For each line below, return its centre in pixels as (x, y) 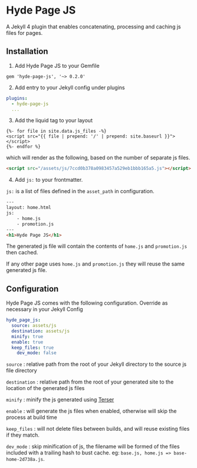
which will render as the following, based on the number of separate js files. (98, 158)
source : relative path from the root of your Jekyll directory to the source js (96, 364)
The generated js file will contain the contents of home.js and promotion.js (97, 246)
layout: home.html (29, 208)
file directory (22, 371)
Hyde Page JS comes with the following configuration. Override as (87, 303)
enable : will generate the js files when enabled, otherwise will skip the (91, 411)
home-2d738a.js (25, 460)
